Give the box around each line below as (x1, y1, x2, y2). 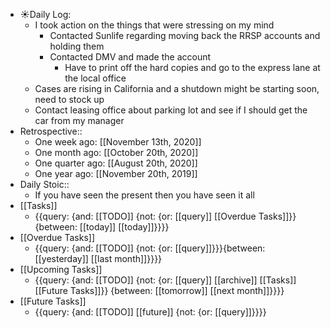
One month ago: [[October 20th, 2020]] (34, 147, 199, 158)
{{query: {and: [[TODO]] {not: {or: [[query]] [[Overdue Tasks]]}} (34, 210, 297, 222)
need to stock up (34, 94, 105, 105)
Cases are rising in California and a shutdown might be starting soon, (34, 83, 320, 94)
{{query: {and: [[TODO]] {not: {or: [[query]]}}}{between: (34, 242, 266, 254)
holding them (49, 40, 105, 52)
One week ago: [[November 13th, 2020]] (34, 136, 202, 148)
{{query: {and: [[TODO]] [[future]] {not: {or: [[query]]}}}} (34, 306, 267, 318)
